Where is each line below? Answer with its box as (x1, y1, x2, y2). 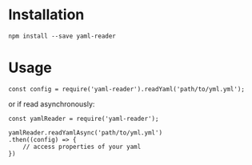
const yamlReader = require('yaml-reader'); (8, 115, 159, 123)
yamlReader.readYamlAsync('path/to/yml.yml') (8, 128, 162, 137)
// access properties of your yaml (22, 143, 142, 151)
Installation (8, 6, 85, 24)
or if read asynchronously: (8, 99, 95, 109)
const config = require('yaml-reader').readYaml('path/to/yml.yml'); (8, 85, 246, 93)
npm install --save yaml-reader (8, 32, 116, 40)
